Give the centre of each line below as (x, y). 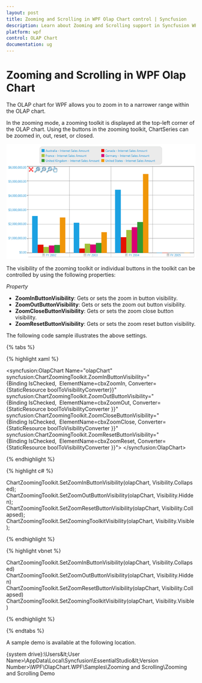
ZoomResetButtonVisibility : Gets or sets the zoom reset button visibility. (105, 323)
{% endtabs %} (25, 631)
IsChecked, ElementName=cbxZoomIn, (78, 383)
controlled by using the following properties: (61, 275)
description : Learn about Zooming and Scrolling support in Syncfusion (98, 25)
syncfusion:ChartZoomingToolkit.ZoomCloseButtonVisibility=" (83, 415)
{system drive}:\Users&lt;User (43, 654)
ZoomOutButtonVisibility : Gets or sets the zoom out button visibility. (100, 304)
